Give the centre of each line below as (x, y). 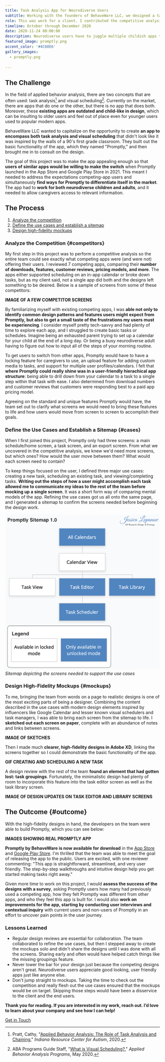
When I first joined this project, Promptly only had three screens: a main (78, 441)
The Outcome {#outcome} (46, 812)
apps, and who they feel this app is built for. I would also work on (71, 899)
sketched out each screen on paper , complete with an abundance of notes (82, 723)
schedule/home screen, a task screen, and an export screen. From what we (82, 446)
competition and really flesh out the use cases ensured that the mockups (86, 985)
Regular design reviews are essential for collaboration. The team (77, 938)
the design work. (22, 507)
